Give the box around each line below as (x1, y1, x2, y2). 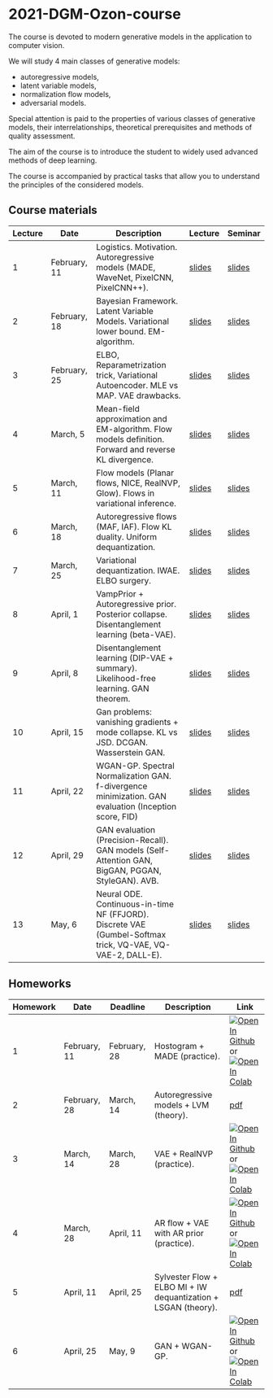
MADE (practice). (154, 1051, 221, 1062)
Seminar (227, 227, 261, 238)
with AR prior (154, 1227, 205, 1239)
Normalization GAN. (96, 770, 172, 781)
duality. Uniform (96, 531, 158, 542)
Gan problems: (96, 706, 152, 717)
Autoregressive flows (96, 510, 177, 522)
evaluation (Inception (96, 801, 177, 812)
